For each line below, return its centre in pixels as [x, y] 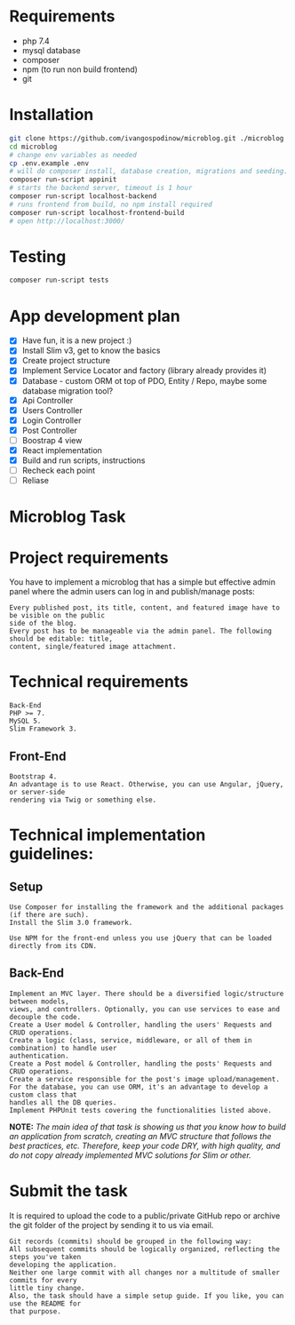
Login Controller [52, 420]
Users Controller [52, 410]
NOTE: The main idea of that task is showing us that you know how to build [147, 1127]
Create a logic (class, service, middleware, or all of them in [131, 1040]
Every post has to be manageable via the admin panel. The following [141, 631]
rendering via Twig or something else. [83, 800]
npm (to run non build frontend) [80, 69]
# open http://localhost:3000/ [67, 221]
